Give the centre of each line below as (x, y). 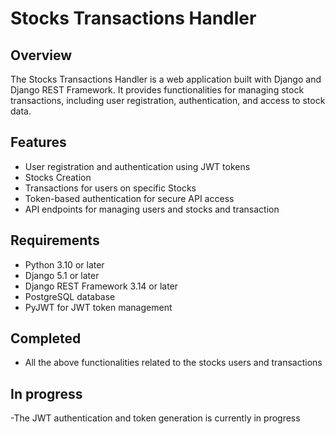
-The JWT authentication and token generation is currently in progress (155, 418)
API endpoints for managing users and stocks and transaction (152, 209)
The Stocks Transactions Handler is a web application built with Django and (166, 79)
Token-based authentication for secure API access (129, 198)
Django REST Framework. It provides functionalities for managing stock (157, 90)
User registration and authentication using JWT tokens (137, 166)
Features (38, 142)
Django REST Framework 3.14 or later (101, 286)
